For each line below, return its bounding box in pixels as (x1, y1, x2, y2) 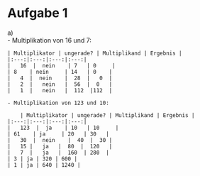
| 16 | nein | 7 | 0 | (7, 62, 116, 69)
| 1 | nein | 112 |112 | (7, 87, 113, 94)
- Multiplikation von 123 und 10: (7, 99, 110, 106)
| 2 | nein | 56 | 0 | (7, 80, 113, 88)
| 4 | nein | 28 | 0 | (7, 75, 113, 82)
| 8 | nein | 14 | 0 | (7, 68, 113, 75)
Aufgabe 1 (7, 5, 68, 21)
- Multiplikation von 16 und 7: (7, 35, 92, 44)
